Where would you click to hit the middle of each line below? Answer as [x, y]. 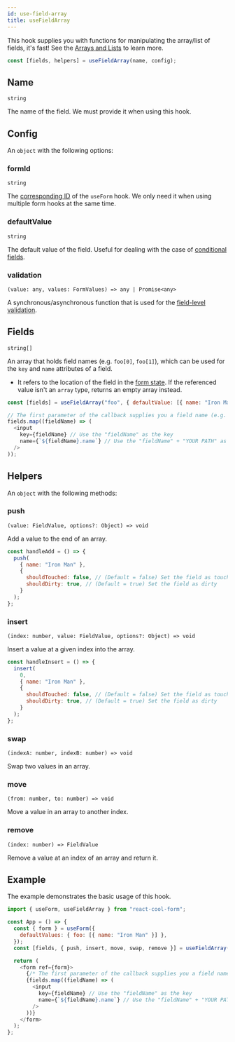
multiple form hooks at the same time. [62, 203]
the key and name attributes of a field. [60, 368]
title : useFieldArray [39, 20]
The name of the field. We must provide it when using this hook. [99, 111]
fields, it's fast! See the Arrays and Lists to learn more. [85, 48]
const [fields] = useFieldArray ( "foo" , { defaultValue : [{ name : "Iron [114, 402]
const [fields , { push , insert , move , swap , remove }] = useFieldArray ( [122, 948]
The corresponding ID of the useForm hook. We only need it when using [109, 196]
